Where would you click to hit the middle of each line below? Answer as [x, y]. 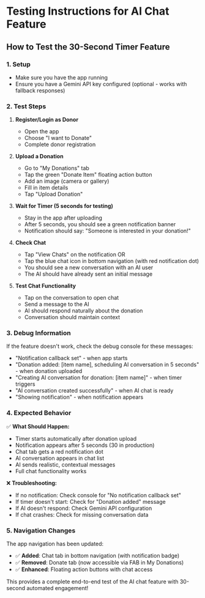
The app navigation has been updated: [55, 544]
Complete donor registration [60, 144]
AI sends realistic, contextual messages [65, 464]
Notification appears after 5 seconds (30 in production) [85, 445]
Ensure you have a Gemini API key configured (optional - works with [101, 84]
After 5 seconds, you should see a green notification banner [100, 224]
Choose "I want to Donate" [58, 138]
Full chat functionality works [51, 471]
